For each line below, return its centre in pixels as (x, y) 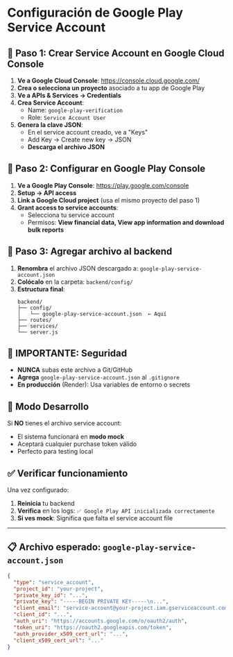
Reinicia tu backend (46, 504)
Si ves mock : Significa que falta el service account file (95, 518)
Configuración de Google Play (95, 13)
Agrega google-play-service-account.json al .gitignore (98, 377)
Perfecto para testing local (55, 452)
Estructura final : (41, 289)
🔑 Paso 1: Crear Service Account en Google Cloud (116, 53)
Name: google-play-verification (75, 110)
